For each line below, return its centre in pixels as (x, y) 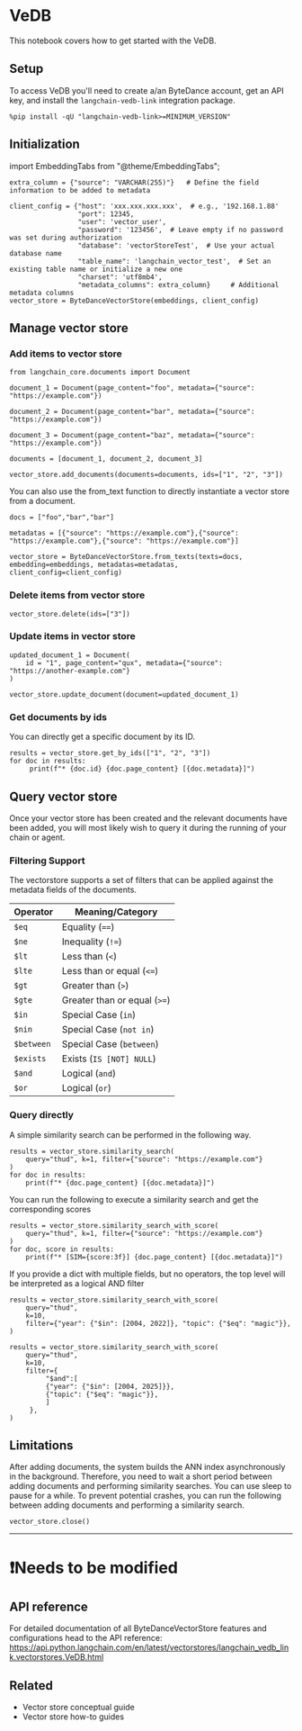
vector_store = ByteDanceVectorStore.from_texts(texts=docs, (126, 557)
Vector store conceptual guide (78, 1708)
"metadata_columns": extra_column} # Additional (178, 284)
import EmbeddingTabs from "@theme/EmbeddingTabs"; (115, 166)
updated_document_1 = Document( (70, 655)
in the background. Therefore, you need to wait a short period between (141, 1476)
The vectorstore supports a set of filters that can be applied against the (142, 880)
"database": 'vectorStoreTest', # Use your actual (177, 245)
